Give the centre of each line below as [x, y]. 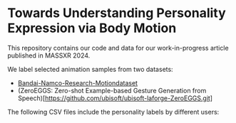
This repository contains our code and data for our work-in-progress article [118, 48]
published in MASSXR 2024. [49, 55]
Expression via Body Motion [92, 28]
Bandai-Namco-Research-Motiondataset [77, 82]
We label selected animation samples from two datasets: [90, 69]
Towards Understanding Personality [117, 13]
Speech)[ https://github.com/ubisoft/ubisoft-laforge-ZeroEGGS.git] [115, 98]
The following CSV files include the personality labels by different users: [113, 112]
